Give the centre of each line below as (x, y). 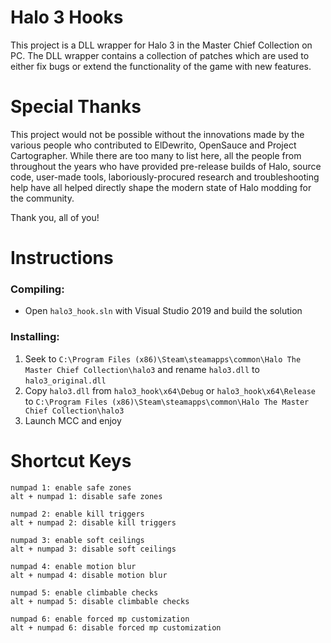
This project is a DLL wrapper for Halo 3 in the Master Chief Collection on (161, 45)
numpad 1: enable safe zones (71, 487)
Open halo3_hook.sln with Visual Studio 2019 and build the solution (163, 311)
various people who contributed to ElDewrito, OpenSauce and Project (153, 145)
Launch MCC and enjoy (73, 420)
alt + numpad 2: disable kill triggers (93, 522)
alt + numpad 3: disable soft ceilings (93, 549)
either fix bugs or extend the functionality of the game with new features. (161, 66)
